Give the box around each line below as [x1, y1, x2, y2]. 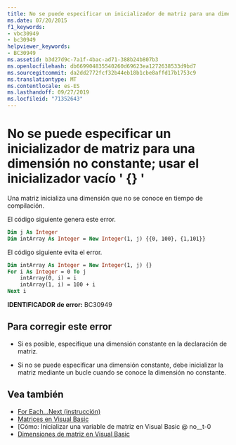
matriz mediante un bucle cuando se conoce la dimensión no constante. [17, 368, 227, 377]
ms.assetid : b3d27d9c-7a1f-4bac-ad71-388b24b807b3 [7, 56, 159, 63]
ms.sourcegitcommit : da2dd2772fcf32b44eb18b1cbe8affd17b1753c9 [7, 69, 197, 76]
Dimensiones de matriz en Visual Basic [17, 430, 130, 438]
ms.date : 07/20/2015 [7, 17, 68, 24]
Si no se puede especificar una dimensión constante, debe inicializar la [17, 361, 223, 369]
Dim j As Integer [7, 228, 58, 236]
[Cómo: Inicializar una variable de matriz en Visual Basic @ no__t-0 [17, 422, 211, 430]
